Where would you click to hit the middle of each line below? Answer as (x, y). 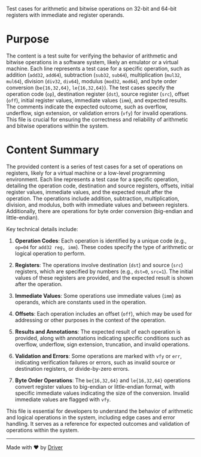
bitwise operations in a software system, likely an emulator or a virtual (92, 62)
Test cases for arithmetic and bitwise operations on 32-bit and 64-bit (92, 9)
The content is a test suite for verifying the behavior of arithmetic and (92, 56)
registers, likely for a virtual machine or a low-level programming (86, 172)
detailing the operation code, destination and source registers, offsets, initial (100, 186)
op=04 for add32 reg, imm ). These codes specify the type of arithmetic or (104, 247)
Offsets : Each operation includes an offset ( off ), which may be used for (103, 313)
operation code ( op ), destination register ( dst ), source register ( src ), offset (98, 94)
